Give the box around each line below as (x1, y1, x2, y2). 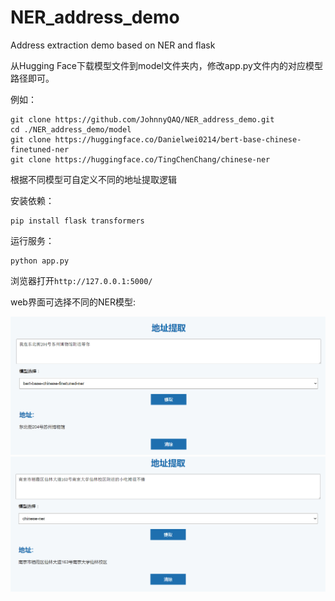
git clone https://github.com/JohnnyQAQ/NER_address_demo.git (10, 114, 275, 125)
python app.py (10, 256, 70, 266)
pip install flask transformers (10, 216, 145, 226)
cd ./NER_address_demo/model (10, 124, 132, 135)
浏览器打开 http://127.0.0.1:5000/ (10, 274, 153, 286)
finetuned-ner (10, 144, 70, 155)
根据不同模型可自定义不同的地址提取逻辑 (10, 173, 177, 185)
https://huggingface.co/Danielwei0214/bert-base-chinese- (54, 134, 302, 145)
